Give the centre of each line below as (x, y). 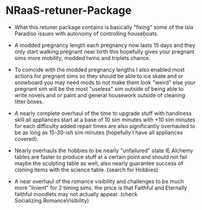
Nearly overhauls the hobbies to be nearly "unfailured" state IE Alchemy (104, 150)
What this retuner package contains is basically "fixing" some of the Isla (104, 27)
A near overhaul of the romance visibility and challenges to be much (99, 181)
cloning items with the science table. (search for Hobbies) (86, 170)
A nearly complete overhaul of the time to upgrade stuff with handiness (103, 113)
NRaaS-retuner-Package (69, 11)
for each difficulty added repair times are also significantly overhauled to (105, 126)
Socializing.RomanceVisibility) (52, 200)
